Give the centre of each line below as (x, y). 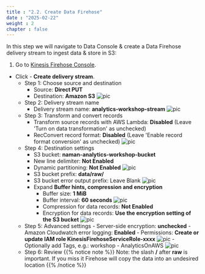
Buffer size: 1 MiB (65, 194)
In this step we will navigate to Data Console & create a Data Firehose (94, 46)
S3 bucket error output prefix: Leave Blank (87, 180)
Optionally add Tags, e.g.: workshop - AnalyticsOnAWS (94, 246)
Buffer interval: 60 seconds (77, 200)
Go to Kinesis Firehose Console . (56, 65)
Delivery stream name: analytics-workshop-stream (99, 109)
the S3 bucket (61, 220)
